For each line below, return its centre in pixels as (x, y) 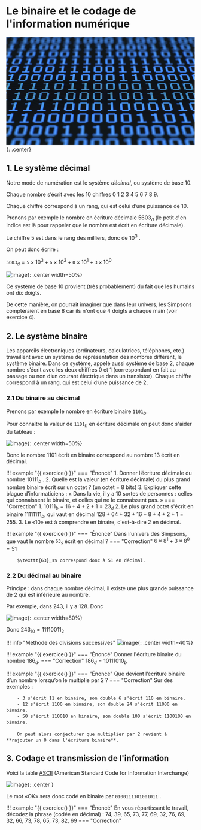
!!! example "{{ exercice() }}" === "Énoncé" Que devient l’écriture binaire (96, 674)
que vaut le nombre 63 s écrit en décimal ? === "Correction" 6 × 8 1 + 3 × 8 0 (98, 541)
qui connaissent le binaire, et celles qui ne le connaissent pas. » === (91, 500)
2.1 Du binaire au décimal (43, 398)
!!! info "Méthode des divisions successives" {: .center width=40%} (100, 643)
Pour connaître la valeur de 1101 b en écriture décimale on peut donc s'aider (99, 425)
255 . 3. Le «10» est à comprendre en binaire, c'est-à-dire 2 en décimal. (94, 522)
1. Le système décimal (48, 168)
